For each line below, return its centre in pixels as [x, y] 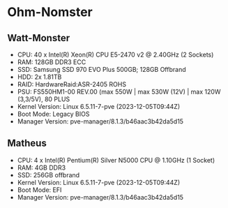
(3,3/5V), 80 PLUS [44, 99]
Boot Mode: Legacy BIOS [53, 114]
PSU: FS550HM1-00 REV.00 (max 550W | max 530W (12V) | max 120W [119, 92]
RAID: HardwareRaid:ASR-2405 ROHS [72, 84]
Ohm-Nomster [50, 12]
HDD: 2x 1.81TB [39, 77]
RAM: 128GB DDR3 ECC [52, 62]
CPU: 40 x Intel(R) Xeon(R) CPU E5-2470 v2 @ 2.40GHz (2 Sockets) [115, 54]
